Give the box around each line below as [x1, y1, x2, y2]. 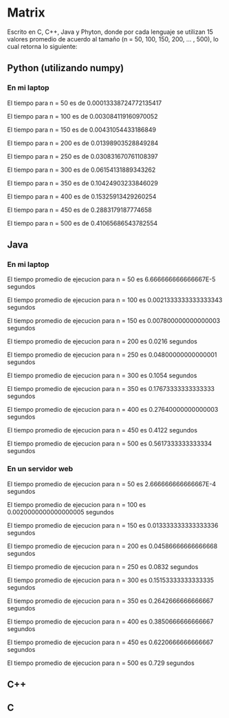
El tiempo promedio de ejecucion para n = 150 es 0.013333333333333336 [7, 521, 219, 529]
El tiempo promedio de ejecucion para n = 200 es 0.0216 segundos [7, 337, 197, 346]
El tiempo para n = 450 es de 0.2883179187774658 [7, 206, 153, 214]
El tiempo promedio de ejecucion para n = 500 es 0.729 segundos [7, 659, 195, 667]
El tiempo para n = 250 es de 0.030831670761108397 [7, 152, 158, 160]
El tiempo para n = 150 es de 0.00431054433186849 [7, 126, 157, 134]
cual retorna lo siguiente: [7, 42, 78, 50]
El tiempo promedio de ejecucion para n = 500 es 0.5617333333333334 [7, 439, 212, 448]
